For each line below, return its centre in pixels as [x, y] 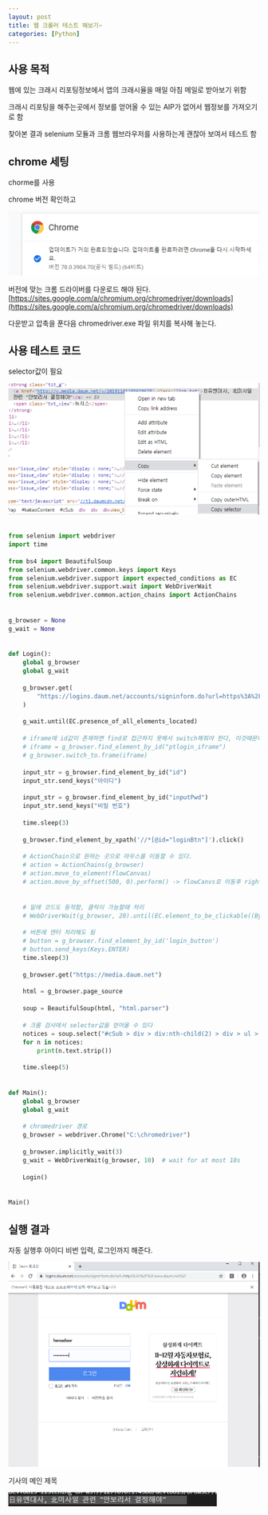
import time [28, 545]
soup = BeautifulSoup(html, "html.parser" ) [96, 1009]
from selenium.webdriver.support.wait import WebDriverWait [110, 587]
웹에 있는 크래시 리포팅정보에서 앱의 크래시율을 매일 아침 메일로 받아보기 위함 [128, 90]
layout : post [30, 17]
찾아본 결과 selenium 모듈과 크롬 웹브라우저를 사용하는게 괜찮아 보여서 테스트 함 [132, 134]
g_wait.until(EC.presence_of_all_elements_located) [110, 722]
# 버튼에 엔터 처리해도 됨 [59, 933]
